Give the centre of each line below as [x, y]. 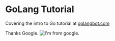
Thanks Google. [22, 33]
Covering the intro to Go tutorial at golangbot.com [57, 23]
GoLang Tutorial [40, 9]
